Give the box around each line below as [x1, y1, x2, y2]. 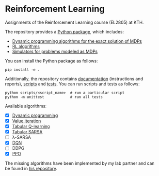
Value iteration [12, 118, 41, 124]
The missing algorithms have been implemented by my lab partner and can [5, 160, 155, 166]
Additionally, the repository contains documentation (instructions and [5, 76, 143, 81]
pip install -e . [5, 67, 40, 72]
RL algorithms [12, 43, 40, 49]
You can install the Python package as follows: [5, 58, 98, 64]
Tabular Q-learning [12, 124, 50, 129]
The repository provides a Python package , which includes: [5, 29, 124, 34]
